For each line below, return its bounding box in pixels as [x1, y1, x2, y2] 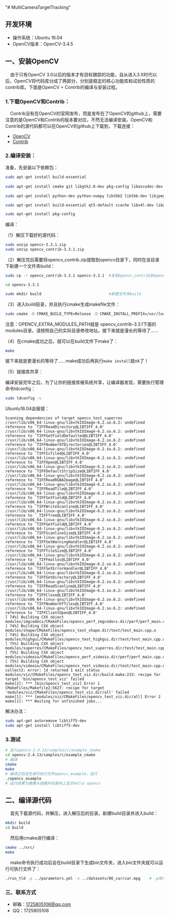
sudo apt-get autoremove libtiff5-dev [5, 718, 87, 723]
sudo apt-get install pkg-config [5, 212, 75, 217]
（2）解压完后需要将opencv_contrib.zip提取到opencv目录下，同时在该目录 [5, 257, 160, 263]
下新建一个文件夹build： [5, 263, 55, 269]
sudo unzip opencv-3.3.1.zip [5, 242, 66, 247]
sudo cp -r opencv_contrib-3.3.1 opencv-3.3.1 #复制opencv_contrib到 [5, 273, 154, 279]
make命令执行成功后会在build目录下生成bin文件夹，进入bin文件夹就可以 [10, 859, 159, 865]
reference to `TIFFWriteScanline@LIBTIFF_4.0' [5, 504, 105, 510]
